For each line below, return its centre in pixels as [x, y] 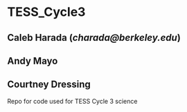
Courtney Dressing [49, 85]
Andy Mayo [33, 60]
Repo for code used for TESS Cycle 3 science [72, 101]
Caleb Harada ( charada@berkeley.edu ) [94, 38]
